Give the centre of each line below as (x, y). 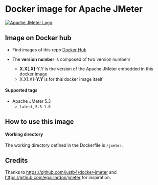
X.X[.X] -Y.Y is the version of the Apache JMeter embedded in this (86, 69)
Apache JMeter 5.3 (32, 101)
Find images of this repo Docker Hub (49, 49)
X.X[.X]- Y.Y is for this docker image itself (61, 79)
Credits (17, 160)
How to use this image (40, 122)
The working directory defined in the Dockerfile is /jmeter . (64, 145)
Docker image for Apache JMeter (74, 9)
